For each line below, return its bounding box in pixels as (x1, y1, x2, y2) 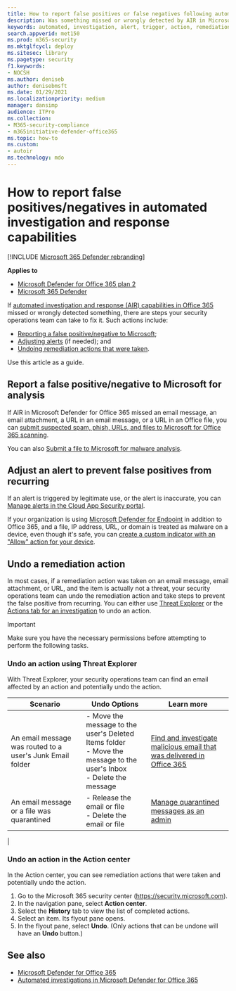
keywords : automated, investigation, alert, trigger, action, (7, 23, 193, 30)
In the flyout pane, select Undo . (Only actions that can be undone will (17, 921, 218, 930)
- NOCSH (7, 69, 30, 76)
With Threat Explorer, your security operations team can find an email (7, 674, 209, 683)
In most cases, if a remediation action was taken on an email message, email (7, 577, 229, 585)
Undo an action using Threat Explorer (7, 659, 138, 669)
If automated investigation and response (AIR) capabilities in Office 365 (7, 300, 214, 309)
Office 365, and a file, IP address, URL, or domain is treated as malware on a (7, 523, 228, 531)
